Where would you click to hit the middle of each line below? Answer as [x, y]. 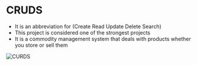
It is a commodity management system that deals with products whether [103, 39]
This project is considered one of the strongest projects [83, 32]
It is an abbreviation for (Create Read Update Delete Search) [88, 26]
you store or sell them [41, 45]
